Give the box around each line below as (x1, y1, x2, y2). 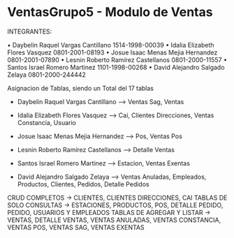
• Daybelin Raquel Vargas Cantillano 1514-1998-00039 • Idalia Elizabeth (7, 40, 214, 49)
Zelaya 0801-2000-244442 (7, 70, 86, 79)
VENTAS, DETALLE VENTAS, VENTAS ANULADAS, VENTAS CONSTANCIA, (7, 216, 221, 224)
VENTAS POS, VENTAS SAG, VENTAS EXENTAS (7, 223, 145, 231)
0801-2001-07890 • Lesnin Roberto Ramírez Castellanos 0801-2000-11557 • (7, 55, 228, 64)
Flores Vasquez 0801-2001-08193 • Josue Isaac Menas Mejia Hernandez (7, 48, 218, 57)
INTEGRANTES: (7, 27, 52, 36)
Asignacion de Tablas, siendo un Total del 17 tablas (7, 84, 154, 92)
